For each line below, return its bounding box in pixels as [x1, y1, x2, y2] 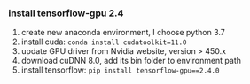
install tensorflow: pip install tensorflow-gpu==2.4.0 [20, 65, 220, 75]
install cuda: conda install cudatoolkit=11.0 [20, 36, 187, 47]
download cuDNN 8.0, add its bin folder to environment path [20, 56, 241, 66]
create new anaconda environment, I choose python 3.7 [20, 27, 225, 38]
